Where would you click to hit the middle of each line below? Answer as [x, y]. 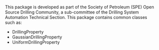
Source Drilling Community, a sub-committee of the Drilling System [72, 12]
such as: [14, 22]
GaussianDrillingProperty [37, 37]
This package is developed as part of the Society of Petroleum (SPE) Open [79, 7]
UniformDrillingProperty [36, 42]
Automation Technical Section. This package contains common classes [76, 17]
